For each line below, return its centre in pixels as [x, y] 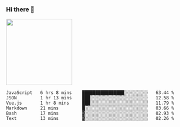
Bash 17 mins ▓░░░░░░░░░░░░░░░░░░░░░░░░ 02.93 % [90, 113]
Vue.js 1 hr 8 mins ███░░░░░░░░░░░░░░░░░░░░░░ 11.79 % [90, 103]
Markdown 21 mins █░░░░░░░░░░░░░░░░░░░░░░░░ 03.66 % [90, 108]
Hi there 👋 [21, 9]
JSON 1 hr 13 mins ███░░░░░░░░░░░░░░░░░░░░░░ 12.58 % [90, 98]
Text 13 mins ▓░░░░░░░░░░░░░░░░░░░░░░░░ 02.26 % [90, 119]
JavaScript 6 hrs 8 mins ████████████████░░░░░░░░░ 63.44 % [90, 93]
